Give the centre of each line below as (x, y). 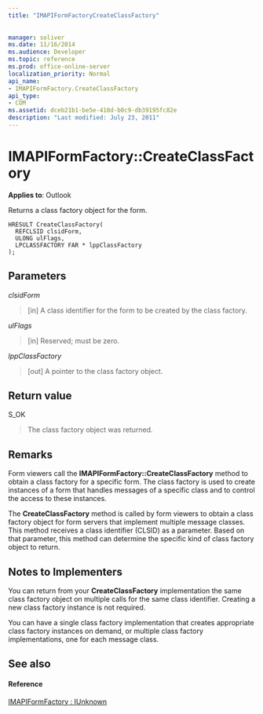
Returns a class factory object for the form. (78, 210)
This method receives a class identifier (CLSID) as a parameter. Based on (126, 530)
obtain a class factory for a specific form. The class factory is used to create (131, 482)
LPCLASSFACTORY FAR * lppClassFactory (79, 245)
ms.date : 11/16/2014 (42, 45)
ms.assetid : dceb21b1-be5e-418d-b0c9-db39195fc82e (93, 111)
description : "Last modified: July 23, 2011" (84, 118)
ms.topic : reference (42, 60)
